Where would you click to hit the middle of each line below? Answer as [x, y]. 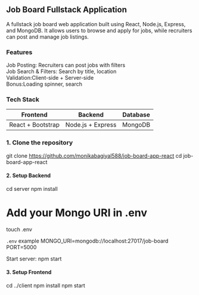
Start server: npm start [34, 259]
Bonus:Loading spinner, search [44, 84]
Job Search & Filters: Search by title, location [61, 71]
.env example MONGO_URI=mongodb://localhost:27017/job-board [87, 241]
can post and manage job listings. [48, 37]
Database [136, 115]
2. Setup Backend [29, 175]
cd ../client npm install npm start [46, 285]
